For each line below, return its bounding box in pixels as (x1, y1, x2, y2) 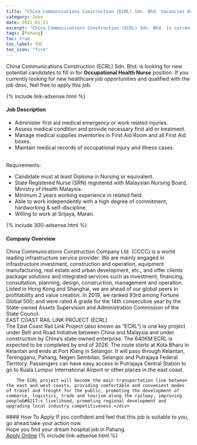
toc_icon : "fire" (6, 47, 49, 53)
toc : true (6, 36, 30, 42)
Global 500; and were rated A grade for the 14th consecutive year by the (6, 298, 181, 305)
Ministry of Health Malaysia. (14, 185, 83, 192)
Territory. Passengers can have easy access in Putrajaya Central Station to (6, 360, 186, 367)
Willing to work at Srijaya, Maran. (14, 210, 95, 217)
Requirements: (6, 162, 41, 169)
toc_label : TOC (6, 42, 43, 47)
